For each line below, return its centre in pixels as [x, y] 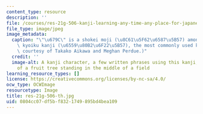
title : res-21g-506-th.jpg [40, 96]
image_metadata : [27, 34]
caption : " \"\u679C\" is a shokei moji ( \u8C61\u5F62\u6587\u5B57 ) [98, 40]
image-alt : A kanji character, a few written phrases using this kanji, [105, 62]
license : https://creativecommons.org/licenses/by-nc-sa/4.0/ [86, 79]
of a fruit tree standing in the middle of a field [83, 68]
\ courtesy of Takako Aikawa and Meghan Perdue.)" [82, 51]
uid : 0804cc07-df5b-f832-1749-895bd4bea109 [62, 101]
